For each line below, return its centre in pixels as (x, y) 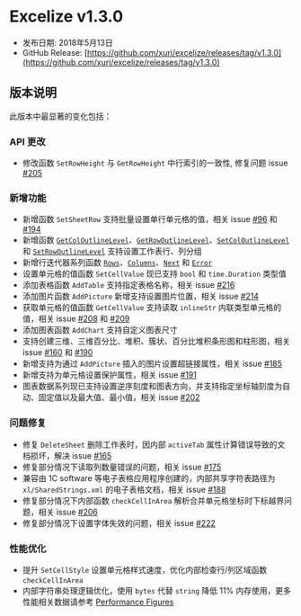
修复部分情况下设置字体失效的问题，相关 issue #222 (119, 522)
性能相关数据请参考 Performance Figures (98, 602)
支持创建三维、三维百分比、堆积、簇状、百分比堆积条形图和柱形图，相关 (156, 341)
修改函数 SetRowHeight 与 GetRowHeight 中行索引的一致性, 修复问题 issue (155, 163)
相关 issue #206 (68, 512)
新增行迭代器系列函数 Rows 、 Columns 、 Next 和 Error (117, 263)
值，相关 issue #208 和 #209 (76, 319)
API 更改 (27, 141)
